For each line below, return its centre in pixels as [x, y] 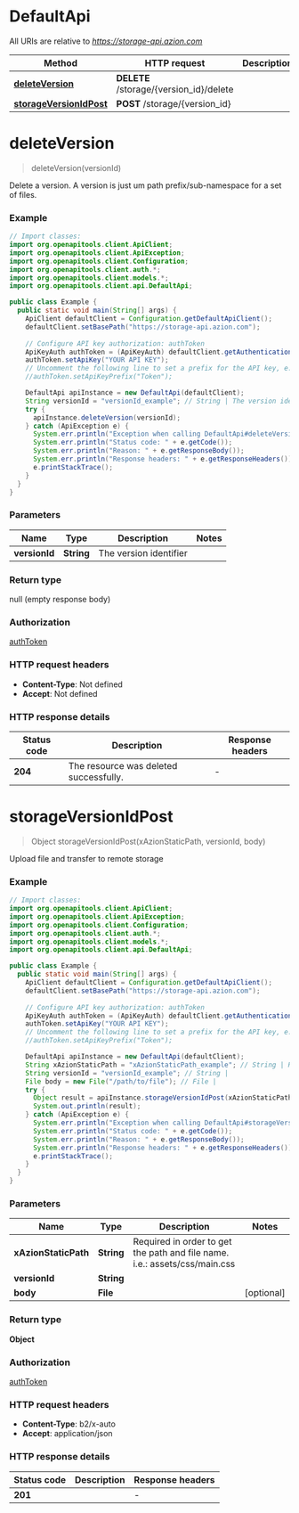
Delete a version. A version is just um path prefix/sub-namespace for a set [145, 185]
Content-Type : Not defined [72, 684]
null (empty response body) [60, 600]
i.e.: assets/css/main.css [184, 1264]
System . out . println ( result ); [87, 1107]
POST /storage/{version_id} [174, 103]
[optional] [265, 1293]
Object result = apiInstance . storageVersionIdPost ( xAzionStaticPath [162, 1098]
